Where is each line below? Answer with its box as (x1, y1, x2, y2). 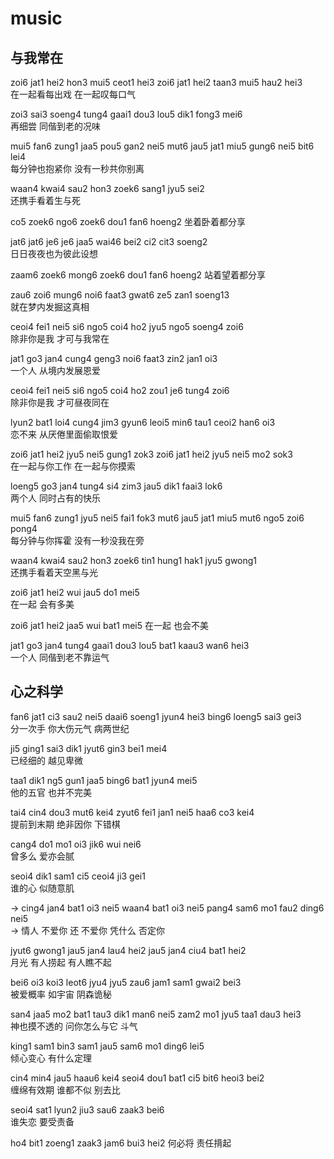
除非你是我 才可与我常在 (10, 333, 110, 344)
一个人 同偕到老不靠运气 (10, 652, 110, 663)
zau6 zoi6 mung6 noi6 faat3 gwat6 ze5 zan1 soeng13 (10, 289, 230, 301)
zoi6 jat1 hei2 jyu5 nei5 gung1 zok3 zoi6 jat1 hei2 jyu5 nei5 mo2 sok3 (10, 448, 293, 460)
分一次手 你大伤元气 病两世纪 (10, 722, 130, 734)
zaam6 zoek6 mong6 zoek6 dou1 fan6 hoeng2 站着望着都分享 (10, 269, 267, 281)
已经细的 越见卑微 (10, 754, 83, 766)
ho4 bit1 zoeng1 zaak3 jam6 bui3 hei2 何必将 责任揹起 (10, 1137, 232, 1149)
